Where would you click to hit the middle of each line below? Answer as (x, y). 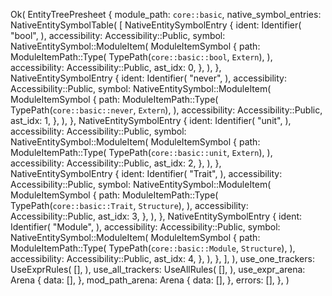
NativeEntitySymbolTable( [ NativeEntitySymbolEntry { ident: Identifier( (156, 25)
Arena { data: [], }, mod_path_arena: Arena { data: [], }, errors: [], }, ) (150, 280)
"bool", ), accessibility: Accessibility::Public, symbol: (118, 35)
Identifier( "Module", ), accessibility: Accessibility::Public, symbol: (145, 227)
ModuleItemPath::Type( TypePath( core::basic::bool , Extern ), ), (141, 57)
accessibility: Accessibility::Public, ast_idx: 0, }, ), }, (116, 67)
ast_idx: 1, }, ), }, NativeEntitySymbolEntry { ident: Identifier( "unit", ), (151, 120)
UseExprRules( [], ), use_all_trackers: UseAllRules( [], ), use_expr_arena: (158, 269)
